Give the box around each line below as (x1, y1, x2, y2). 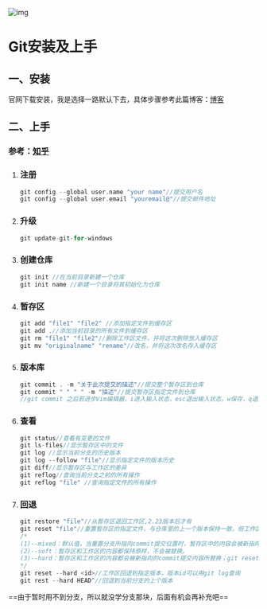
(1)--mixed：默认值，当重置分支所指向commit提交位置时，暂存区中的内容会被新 (19, 540, 249, 548)
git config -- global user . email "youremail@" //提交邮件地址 (19, 195, 216, 203)
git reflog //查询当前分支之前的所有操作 (19, 470, 141, 479)
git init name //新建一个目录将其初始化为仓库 (19, 280, 161, 288)
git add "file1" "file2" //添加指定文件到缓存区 (19, 319, 172, 327)
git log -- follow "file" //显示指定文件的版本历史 (19, 456, 175, 465)
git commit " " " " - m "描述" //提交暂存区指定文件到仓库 (19, 388, 196, 396)
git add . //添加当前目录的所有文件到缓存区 (19, 326, 149, 334)
